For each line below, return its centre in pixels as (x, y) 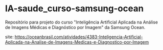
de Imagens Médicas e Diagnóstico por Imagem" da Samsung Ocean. (75, 27)
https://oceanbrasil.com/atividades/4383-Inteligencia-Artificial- (79, 37)
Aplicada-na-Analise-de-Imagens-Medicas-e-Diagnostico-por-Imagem (77, 42)
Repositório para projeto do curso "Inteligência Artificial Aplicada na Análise (81, 22)
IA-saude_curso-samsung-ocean (74, 9)
